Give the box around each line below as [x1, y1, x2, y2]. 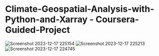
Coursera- [95, 14, 139, 25]
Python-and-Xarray [5, 14, 88, 25]
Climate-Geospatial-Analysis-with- [5, 3, 155, 15]
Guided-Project [5, 25, 71, 35]
